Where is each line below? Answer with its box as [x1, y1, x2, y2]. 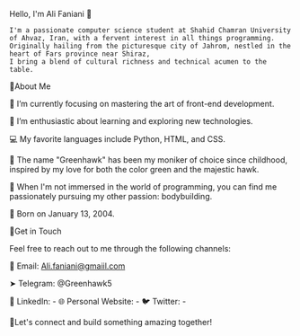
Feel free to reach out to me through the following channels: [9, 243, 232, 253]
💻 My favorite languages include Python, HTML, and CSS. [9, 134, 226, 144]
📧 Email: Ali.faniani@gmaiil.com [9, 261, 126, 271]
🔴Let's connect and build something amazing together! [9, 317, 213, 327]
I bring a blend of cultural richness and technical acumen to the [9, 57, 268, 66]
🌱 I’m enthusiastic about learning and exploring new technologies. [9, 116, 253, 126]
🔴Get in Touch [9, 225, 62, 236]
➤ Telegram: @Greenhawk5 [9, 279, 112, 288]
